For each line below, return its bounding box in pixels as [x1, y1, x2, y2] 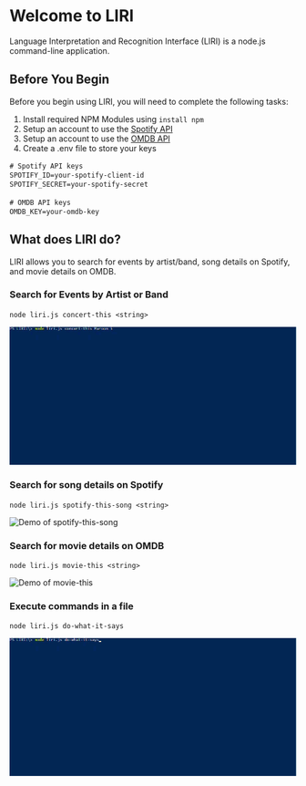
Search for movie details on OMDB [9, 539, 165, 552]
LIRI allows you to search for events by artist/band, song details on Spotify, [9, 256, 291, 267]
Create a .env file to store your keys [22, 142, 157, 153]
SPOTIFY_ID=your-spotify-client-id [9, 171, 145, 180]
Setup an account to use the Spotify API [22, 123, 173, 134]
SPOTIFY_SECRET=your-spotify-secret [9, 180, 148, 189]
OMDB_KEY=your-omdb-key [9, 207, 100, 216]
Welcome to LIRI [9, 5, 135, 26]
